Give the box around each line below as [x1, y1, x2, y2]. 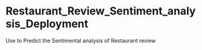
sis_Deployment [5, 17, 89, 31]
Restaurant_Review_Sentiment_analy [5, 4, 196, 18]
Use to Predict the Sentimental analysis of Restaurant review [5, 37, 156, 44]
